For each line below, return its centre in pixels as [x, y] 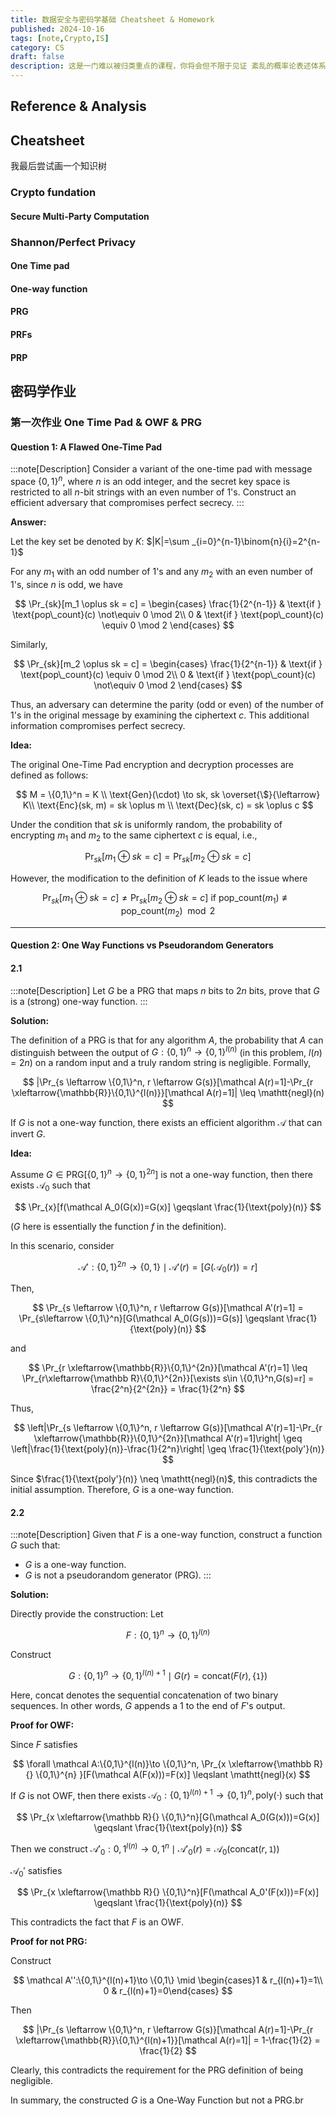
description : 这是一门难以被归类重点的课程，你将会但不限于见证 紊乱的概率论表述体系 [168, 66]
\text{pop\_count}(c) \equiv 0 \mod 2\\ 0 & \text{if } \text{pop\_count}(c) [168, 674]
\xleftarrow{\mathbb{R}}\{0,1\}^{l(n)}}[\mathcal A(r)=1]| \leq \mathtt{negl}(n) [168, 1093]
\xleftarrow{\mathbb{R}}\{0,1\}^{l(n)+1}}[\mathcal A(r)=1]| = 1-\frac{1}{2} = [168, 2040]
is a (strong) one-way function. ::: [79, 1001]
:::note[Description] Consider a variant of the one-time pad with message [161, 469]
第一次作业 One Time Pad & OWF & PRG [106, 422]
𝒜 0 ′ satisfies [36, 1871]
